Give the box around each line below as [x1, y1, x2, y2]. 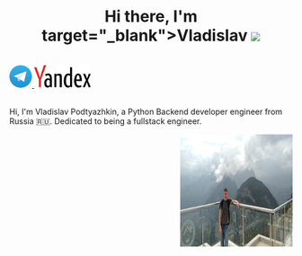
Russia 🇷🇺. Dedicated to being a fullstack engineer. [9, 115, 202, 127]
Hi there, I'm [104, 6, 198, 27]
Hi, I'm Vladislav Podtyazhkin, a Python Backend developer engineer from [9, 106, 283, 117]
